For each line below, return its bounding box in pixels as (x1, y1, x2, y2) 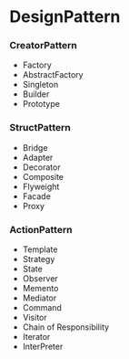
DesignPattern (9, 6, 121, 27)
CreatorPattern (9, 39, 77, 52)
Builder (22, 89, 50, 100)
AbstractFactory (22, 69, 84, 80)
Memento (22, 283, 59, 294)
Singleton (22, 79, 59, 90)
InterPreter (22, 341, 64, 353)
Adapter (22, 152, 54, 163)
